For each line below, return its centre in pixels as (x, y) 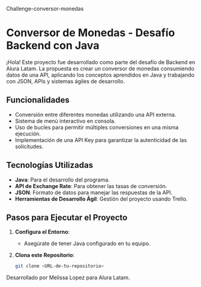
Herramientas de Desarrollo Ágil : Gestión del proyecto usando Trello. (101, 199)
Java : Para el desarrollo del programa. (62, 180)
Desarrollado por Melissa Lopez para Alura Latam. (68, 277)
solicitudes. (29, 146)
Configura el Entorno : (42, 232)
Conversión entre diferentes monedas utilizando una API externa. (95, 114)
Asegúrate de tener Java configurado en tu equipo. (87, 244)
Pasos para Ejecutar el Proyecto (67, 217)
